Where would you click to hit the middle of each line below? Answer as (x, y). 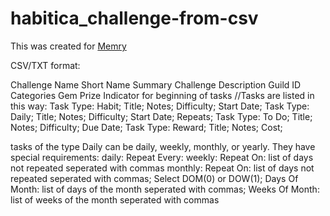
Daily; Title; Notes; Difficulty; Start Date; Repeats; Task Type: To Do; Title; (161, 116)
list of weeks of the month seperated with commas (115, 199)
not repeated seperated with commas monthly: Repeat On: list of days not (162, 168)
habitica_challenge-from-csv (134, 18)
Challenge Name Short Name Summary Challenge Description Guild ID (156, 84)
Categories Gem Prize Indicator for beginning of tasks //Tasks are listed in (162, 95)
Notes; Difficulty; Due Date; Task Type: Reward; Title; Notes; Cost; (146, 127)
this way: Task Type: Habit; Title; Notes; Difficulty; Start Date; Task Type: (160, 106)
